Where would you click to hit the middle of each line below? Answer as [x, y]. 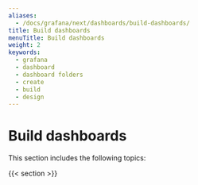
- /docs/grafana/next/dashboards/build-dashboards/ [103, 23]
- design [30, 97]
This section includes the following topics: [77, 158]
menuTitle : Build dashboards [56, 38]
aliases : [23, 15]
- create [30, 82]
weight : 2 [25, 45]
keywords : [25, 52]
